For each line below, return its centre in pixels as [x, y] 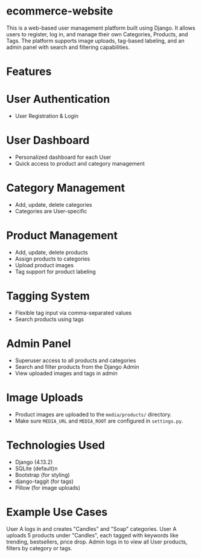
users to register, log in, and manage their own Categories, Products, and [97, 34]
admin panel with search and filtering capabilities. [68, 47]
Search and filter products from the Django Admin [77, 366]
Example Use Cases [57, 512]
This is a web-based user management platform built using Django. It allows [101, 28]
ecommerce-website [60, 11]
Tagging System [48, 296]
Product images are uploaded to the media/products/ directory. [93, 414]
